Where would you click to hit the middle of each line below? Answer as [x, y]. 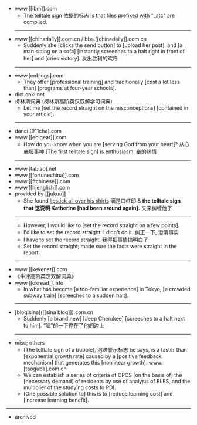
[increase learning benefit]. [56, 400]
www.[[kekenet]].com [41, 269]
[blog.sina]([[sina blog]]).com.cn [54, 312]
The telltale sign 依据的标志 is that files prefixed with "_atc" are [99, 15]
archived [25, 417]
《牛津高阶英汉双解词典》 [45, 276]
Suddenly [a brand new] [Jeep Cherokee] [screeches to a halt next [104, 318]
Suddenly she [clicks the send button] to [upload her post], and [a [103, 45]
